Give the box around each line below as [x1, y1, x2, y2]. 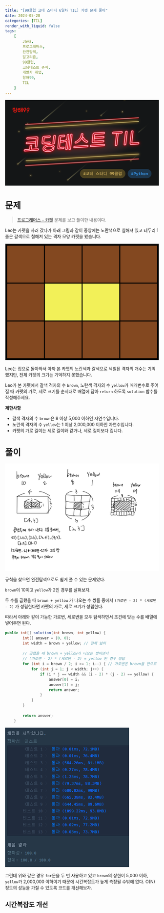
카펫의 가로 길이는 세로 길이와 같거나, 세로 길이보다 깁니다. [12, 428, 123, 434]
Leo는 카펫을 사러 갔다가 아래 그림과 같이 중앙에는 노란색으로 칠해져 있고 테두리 [5, 227, 156, 233]
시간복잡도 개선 [5, 901, 48, 909]
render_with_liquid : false [5, 24, 60, 28]
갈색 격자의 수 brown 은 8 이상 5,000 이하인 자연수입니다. [12, 415, 120, 422]
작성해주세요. [5, 395, 30, 401]
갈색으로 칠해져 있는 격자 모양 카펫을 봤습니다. [14, 234, 102, 240]
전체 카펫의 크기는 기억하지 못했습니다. [19, 372, 93, 378]
